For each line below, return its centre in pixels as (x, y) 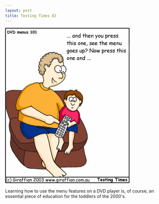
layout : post (19, 10)
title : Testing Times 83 (31, 16)
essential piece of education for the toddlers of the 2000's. (66, 196)
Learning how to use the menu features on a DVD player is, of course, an (79, 191)
